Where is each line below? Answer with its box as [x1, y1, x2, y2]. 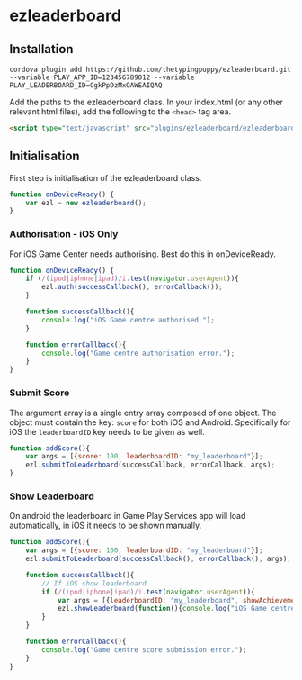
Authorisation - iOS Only [9, 228, 119, 240]
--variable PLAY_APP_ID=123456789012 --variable [9, 73, 195, 82]
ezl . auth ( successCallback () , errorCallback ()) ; [41, 283, 223, 292]
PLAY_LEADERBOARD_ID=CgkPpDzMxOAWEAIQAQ [9, 81, 164, 90]
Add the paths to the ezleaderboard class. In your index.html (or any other [9, 96, 283, 107]
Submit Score [9, 386, 70, 399]
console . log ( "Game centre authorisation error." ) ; [41, 349, 235, 358]
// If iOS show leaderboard [41, 578, 147, 588]
